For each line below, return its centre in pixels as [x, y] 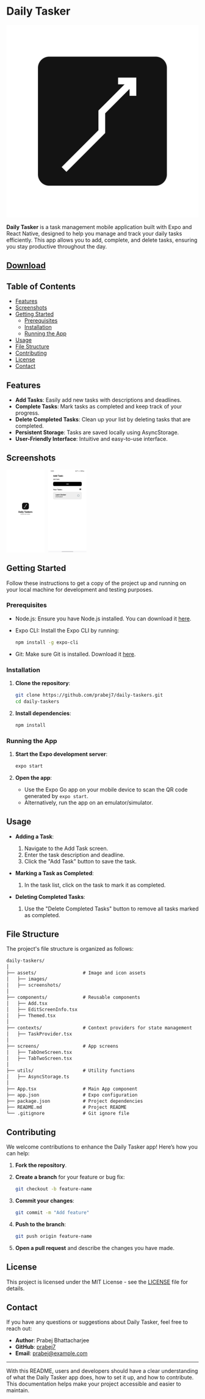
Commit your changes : [45, 1201]
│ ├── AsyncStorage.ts [38, 1077]
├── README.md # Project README [67, 1107]
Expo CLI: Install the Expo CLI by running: [67, 630]
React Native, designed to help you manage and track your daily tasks [94, 233]
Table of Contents [41, 286]
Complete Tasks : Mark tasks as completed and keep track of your [99, 406]
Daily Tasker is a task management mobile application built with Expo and [99, 227]
